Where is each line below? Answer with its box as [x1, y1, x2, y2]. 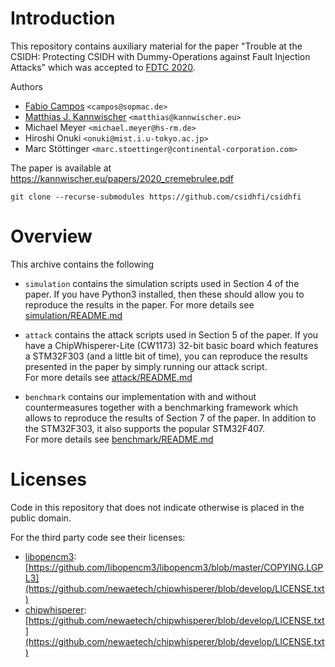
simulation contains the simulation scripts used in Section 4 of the [24, 277, 300, 289]
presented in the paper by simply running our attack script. [24, 360, 268, 372]
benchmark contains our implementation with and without [24, 390, 257, 402]
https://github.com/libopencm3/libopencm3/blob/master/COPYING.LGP [28, 561, 324, 573]
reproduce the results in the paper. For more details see [24, 298, 255, 311]
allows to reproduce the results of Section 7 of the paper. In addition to [24, 412, 317, 424]
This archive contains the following [10, 258, 155, 270]
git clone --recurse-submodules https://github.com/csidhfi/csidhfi [10, 192, 302, 202]
